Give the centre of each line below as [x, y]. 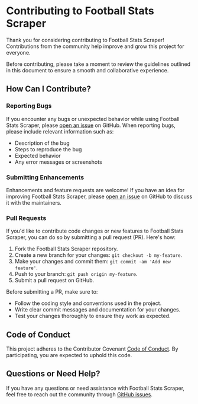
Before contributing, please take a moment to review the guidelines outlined [98, 64]
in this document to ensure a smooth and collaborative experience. [87, 70]
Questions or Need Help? [53, 374]
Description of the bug [42, 143]
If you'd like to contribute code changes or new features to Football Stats [95, 231]
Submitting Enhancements [45, 177]
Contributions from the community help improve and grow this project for [95, 46]
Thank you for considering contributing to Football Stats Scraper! [85, 40]
